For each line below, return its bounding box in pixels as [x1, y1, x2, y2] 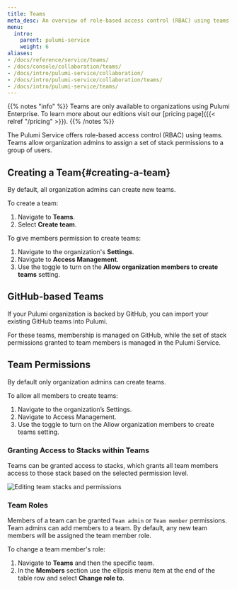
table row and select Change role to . [17, 574, 125, 583]
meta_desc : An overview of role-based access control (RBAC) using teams [7, 17, 230, 24]
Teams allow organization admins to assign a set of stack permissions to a [7, 139, 224, 147]
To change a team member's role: [7, 545, 106, 554]
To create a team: [7, 199, 59, 207]
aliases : [7, 50, 33, 57]
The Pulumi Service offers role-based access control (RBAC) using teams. [7, 131, 224, 139]
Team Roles [7, 500, 48, 510]
